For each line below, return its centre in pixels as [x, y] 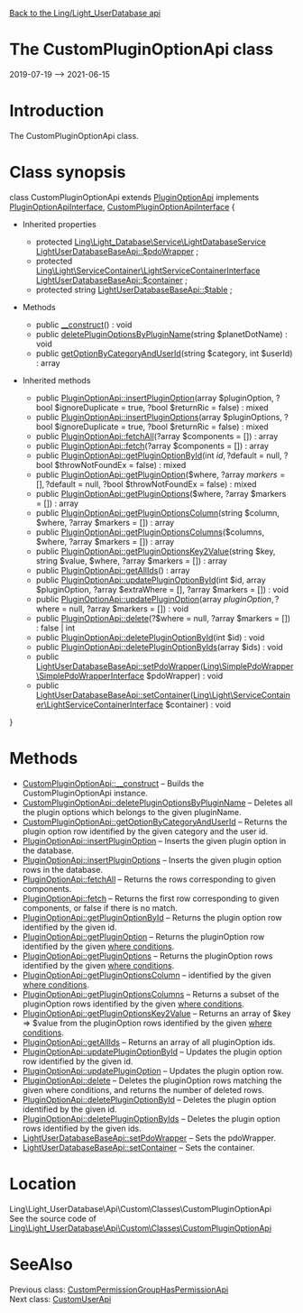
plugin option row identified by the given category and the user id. [145, 831]
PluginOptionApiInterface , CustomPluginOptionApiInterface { [122, 207]
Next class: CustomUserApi [60, 1299]
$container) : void [198, 704]
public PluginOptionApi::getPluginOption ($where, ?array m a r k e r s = [161, 474]
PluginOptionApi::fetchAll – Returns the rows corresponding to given [149, 879]
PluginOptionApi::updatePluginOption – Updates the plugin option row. [153, 1070]
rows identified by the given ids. [82, 1128]
